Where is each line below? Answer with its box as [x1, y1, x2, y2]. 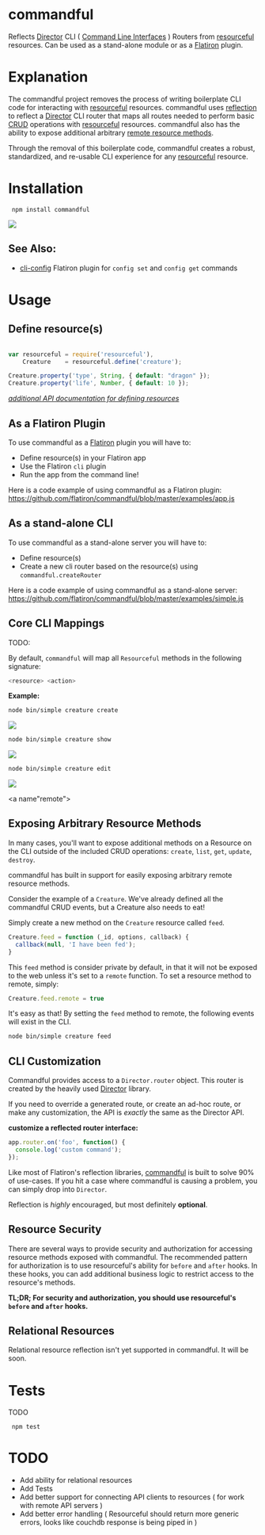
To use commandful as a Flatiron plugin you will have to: [8, 438, 191, 447]
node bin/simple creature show [8, 736, 112, 744]
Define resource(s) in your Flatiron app [19, 453, 146, 462]
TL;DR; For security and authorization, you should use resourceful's [8, 1292, 237, 1302]
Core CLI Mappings [8, 617, 105, 630]
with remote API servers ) [19, 1501, 103, 1510]
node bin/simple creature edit [8, 765, 112, 773]
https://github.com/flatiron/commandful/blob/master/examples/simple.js [8, 593, 244, 603]
